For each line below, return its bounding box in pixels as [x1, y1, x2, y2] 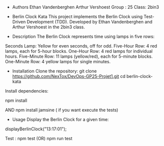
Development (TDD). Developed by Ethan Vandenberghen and [27, 19, 153, 24]
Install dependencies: [5, 88, 49, 94]
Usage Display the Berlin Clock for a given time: [12, 117, 109, 122]
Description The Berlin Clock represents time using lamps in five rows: [12, 34, 155, 39]
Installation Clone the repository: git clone [12, 68, 97, 74]
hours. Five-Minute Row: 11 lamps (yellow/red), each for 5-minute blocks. [5, 53, 153, 59]
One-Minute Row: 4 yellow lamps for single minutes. [5, 59, 111, 64]
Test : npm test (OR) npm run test [5, 136, 73, 141]
